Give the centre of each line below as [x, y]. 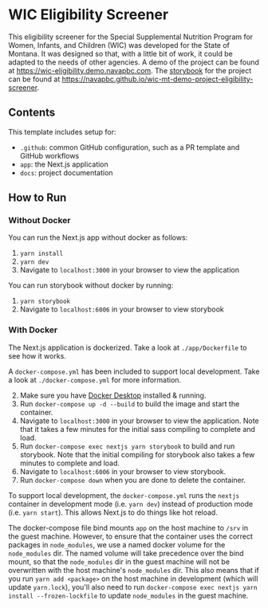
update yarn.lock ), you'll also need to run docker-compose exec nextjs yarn [133, 586]
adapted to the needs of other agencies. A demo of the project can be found [134, 62]
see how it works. [37, 355]
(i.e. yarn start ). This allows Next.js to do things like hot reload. [113, 512]
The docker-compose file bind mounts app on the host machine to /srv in [128, 528]
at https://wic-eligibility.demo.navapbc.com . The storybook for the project [130, 70]
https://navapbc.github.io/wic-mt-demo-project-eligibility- [158, 79]
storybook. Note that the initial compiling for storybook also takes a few [137, 454]
